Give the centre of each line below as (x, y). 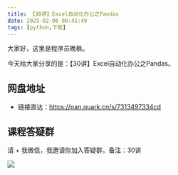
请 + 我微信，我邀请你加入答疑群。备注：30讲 (74, 150)
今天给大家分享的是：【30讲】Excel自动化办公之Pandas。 (91, 64)
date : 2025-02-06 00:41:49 (47, 21)
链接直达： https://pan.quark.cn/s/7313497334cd (89, 107)
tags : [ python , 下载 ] (37, 27)
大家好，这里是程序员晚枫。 (48, 49)
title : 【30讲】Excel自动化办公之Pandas (63, 14)
